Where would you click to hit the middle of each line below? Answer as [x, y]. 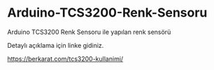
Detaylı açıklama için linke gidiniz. [56, 45]
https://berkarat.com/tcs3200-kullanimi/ [65, 59]
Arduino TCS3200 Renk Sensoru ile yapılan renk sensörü [89, 32]
